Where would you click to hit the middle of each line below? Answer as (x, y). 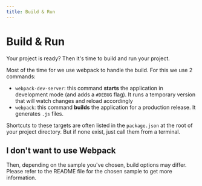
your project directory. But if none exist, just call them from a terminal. (93, 132)
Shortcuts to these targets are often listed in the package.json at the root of (99, 125)
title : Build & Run (31, 12)
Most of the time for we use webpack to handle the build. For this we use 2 (99, 70)
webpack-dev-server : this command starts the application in (89, 88)
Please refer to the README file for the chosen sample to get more (89, 172)
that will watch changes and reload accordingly (74, 101)
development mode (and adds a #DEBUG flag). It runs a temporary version (105, 95)
